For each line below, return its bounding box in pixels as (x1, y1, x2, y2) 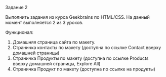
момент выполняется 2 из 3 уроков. (5, 20, 84, 25)
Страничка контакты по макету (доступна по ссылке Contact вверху (12, 45, 161, 50)
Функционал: (5, 29, 34, 35)
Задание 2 (5, 5, 28, 10)
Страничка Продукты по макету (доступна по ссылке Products (12, 55, 149, 61)
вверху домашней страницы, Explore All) (12, 61, 101, 66)
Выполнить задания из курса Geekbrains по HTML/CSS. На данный (5, 14, 150, 20)
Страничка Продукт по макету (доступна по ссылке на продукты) (12, 66, 156, 72)
